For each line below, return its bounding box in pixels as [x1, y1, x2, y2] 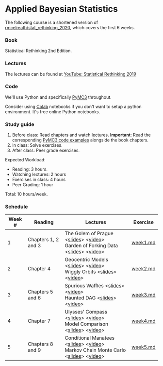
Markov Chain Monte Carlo [65, 347, 126, 353]
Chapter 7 [27, 317, 51, 324]
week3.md [131, 292, 156, 298]
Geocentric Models [65, 256, 108, 263]
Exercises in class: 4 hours [12, 176, 66, 183]
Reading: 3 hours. [12, 166, 48, 172]
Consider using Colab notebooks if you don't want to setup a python [5, 104, 142, 109]
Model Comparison [65, 321, 108, 328]
